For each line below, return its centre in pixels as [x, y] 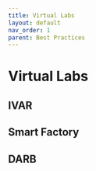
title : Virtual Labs [42, 15]
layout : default [34, 23]
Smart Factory [44, 132]
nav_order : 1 [29, 30]
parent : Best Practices [47, 37]
